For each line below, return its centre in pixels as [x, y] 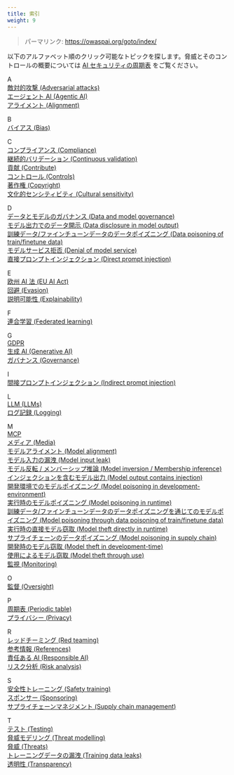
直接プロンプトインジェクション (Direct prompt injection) [89, 259]
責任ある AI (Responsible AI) [48, 658]
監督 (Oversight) [31, 586]
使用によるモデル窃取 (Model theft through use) [76, 555]
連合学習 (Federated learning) [50, 321]
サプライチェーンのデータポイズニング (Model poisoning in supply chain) [112, 537]
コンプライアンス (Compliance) [52, 150]
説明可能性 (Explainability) [45, 299]
